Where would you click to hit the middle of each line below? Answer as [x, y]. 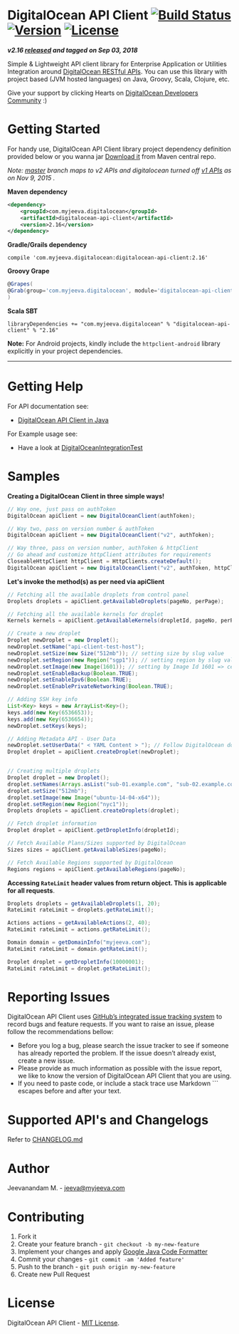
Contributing [46, 1217]
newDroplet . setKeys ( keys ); [47, 726]
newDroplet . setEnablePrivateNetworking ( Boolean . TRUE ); [90, 687]
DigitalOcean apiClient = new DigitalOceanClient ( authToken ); [101, 516]
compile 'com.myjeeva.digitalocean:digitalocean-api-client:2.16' [108, 258]
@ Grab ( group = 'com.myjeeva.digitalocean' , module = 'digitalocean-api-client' [122, 291]
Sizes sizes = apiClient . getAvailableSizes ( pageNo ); [87, 850]
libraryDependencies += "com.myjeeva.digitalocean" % [89, 324]
